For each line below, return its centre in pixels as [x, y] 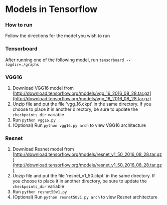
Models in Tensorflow [51, 9]
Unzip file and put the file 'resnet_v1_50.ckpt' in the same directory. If [84, 176]
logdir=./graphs [22, 64]
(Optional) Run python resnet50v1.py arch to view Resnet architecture [85, 197]
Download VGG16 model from [43, 88]
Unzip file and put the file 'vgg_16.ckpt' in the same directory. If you [82, 104]
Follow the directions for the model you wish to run [58, 36]
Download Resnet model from [43, 149]
